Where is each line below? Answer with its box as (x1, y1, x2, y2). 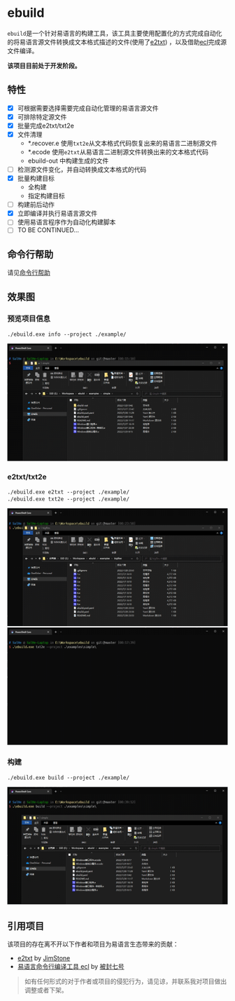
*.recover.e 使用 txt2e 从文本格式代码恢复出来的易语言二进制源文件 (27, 139, 218, 147)
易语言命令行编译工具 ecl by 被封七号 (17, 962, 124, 971)
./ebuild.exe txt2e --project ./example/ (7, 496, 130, 503)
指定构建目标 (27, 191, 65, 200)
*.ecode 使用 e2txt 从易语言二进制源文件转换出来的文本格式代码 (27, 148, 208, 156)
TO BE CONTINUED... (17, 226, 79, 234)
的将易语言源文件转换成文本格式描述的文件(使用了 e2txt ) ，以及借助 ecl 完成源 (7, 37, 227, 46)
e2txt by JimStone (17, 954, 71, 962)
